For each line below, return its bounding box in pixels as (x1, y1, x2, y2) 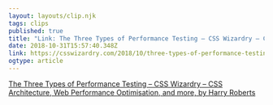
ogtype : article (8, 57, 63, 65)
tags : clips (8, 19, 49, 27)
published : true (8, 27, 63, 35)
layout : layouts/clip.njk (8, 11, 96, 20)
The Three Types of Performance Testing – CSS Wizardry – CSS (8, 78, 223, 89)
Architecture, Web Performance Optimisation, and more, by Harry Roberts (8, 87, 256, 97)
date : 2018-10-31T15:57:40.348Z (8, 42, 118, 50)
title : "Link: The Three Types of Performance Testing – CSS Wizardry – (8, 34, 260, 43)
